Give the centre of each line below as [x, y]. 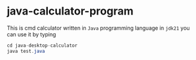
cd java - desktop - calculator [42, 45]
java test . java [26, 51]
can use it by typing [31, 34]
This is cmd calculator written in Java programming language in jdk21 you [98, 28]
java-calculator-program [70, 11]
